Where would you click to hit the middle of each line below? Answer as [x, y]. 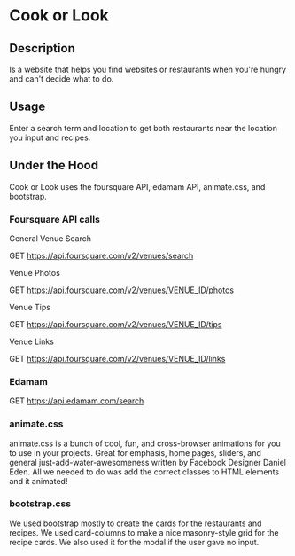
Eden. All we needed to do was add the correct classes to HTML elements [144, 472]
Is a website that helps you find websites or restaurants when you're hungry [147, 69]
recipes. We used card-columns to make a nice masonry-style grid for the [144, 532]
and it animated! [39, 481]
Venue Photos [35, 272]
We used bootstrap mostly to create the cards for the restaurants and [136, 523]
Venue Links [32, 341]
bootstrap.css [40, 504]
